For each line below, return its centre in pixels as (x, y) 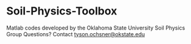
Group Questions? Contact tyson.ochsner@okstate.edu (75, 34)
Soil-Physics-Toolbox (62, 11)
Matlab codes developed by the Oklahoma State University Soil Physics (96, 28)
